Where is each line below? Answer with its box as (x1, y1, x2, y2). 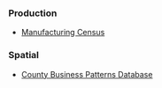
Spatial (8, 49, 40, 62)
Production (8, 7, 58, 19)
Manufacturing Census (20, 27, 105, 38)
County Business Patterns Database (20, 69, 153, 79)
